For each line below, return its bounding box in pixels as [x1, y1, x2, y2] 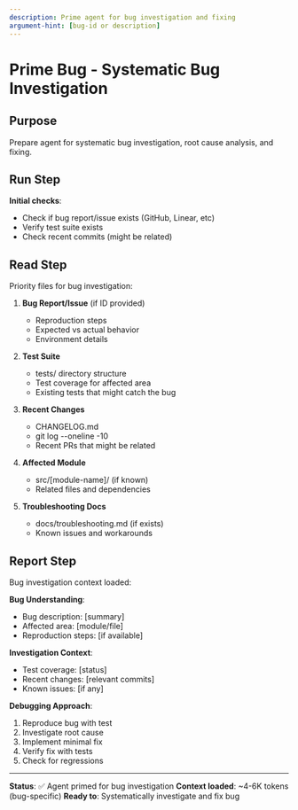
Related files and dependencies [35, 484, 151, 495]
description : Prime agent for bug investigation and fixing [9, 12, 237, 22]
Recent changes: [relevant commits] [21, 674, 155, 684]
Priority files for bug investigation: [9, 281, 133, 292]
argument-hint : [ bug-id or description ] [9, 21, 161, 30]
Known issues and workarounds [35, 528, 153, 539]
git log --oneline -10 [35, 431, 109, 441]
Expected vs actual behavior [35, 324, 140, 335]
